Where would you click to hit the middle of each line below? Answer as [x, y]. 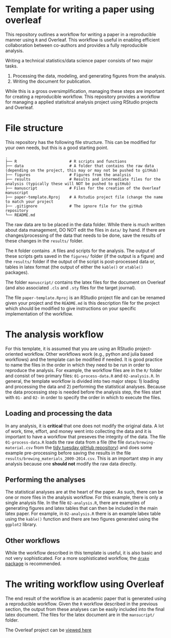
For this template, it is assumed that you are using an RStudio [70, 349]
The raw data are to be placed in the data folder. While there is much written [86, 224]
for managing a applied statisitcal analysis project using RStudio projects [82, 102]
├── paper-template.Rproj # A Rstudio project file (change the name [84, 197]
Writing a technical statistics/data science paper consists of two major [79, 60]
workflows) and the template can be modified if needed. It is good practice [84, 359]
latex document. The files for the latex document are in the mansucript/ [80, 615]
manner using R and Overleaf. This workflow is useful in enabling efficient [82, 40]
